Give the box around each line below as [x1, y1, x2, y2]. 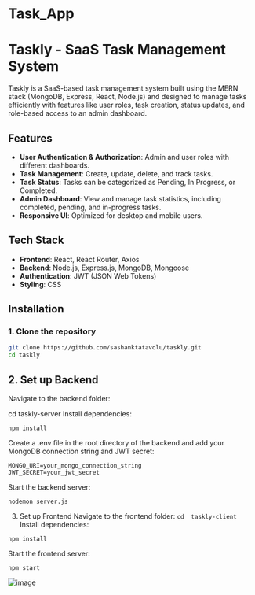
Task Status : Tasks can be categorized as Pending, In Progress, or [19, 177, 236, 187]
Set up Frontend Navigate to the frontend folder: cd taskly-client [19, 512, 237, 520]
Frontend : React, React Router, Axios [19, 254, 140, 264]
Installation [8, 302, 64, 316]
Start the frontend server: [8, 549, 90, 558]
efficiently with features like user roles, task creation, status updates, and [8, 100, 245, 110]
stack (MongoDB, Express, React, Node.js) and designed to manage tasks [8, 92, 247, 102]
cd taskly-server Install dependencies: [8, 409, 132, 418]
